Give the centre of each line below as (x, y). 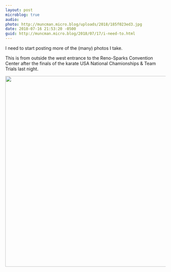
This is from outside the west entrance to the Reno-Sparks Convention (79, 58)
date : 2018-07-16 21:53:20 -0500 (41, 29)
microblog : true (22, 15)
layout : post (19, 10)
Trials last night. (22, 69)
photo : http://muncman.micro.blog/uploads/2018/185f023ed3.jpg (74, 24)
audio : (12, 19)
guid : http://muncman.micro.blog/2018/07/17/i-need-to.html (70, 34)
